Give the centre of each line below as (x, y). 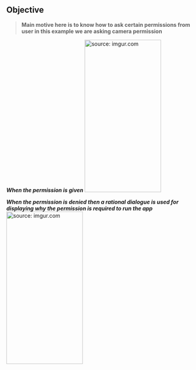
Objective (25, 10)
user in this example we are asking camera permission (92, 31)
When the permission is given (45, 190)
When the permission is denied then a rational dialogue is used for (93, 202)
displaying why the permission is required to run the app (79, 208)
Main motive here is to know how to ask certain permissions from (106, 24)
